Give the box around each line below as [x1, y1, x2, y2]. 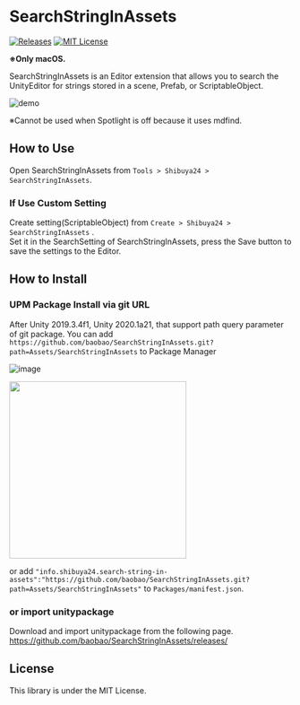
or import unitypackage [9, 605, 115, 618]
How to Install [9, 272, 88, 287]
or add [9, 565, 34, 576]
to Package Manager [140, 345, 217, 356]
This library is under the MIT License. [9, 684, 147, 696]
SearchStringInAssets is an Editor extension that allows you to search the [9, 70, 279, 82]
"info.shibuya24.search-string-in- [35, 567, 168, 576]
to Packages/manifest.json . [143, 583, 244, 594]
